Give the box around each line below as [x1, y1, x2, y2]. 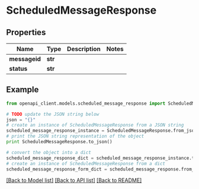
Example [6, 84, 39, 95]
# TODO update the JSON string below [6, 111, 99, 117]
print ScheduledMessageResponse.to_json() [6, 139, 113, 145]
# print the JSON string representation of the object [6, 133, 145, 140]
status [9, 65, 28, 73]
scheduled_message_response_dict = [6, 155, 94, 161]
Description [67, 45, 101, 53]
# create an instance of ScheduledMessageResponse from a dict [6, 160, 166, 166]
